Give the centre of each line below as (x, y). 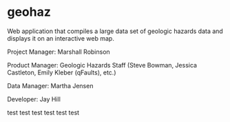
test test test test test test (43, 112)
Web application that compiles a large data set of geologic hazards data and (115, 31)
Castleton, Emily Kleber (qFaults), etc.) (62, 72)
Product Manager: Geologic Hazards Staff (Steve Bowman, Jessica (102, 65)
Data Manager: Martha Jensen (50, 85)
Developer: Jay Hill (34, 99)
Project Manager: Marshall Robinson (59, 52)
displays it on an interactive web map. (61, 38)
